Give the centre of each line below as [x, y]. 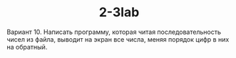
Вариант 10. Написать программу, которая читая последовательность [114, 32]
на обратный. [27, 47]
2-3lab [119, 12]
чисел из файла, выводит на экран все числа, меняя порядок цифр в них [118, 39]
